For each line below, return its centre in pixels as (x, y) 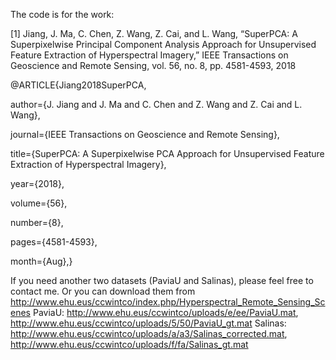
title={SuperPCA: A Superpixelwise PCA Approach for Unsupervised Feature (167, 153)
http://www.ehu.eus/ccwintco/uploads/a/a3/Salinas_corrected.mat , (149, 333)
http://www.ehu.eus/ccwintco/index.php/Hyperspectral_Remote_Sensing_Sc (168, 302)
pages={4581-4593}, (54, 242)
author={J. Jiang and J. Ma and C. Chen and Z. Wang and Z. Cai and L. (156, 104)
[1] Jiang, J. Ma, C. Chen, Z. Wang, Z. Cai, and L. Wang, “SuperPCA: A (154, 33)
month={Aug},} (41, 261)
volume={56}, (39, 203)
